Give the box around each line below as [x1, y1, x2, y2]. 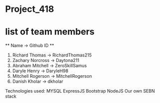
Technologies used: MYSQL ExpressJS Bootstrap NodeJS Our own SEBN [5, 88, 155, 94]
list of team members [5, 26, 95, 38]
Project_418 [5, 3, 54, 15]
